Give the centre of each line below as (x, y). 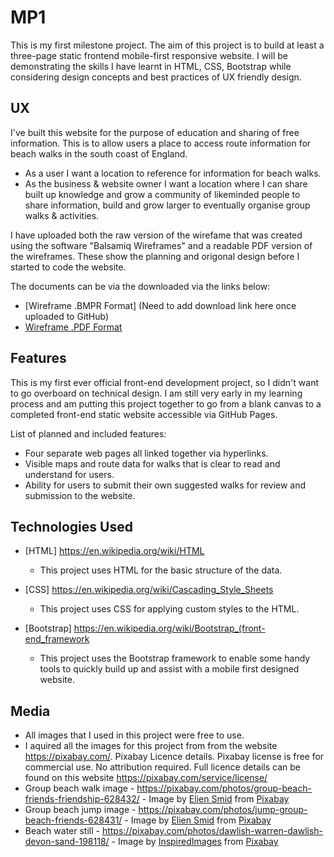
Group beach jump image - (80, 810)
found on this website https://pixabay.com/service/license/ (146, 778)
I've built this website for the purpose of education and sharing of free (155, 132)
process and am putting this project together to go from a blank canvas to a (166, 403)
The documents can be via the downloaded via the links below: (140, 286)
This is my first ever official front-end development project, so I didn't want (164, 382)
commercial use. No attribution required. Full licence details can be (162, 767)
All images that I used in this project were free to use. (134, 735)
